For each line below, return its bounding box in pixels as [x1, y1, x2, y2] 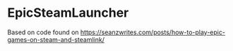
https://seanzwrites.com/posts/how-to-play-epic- [80, 28, 226, 36]
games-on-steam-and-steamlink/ [7, 35, 104, 43]
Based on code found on [7, 28, 79, 36]
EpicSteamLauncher [7, 5, 129, 21]
